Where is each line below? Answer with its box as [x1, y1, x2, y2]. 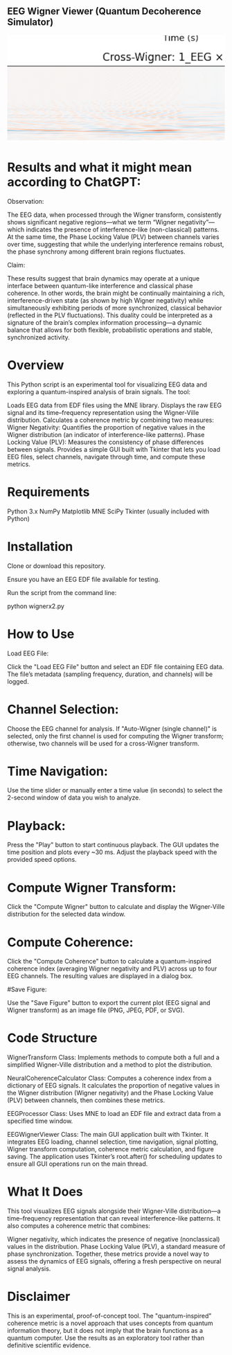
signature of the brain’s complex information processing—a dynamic [7, 318, 202, 326]
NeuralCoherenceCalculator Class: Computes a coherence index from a [7, 1074, 212, 1083]
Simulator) [7, 17, 54, 28]
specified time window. [7, 1117, 73, 1125]
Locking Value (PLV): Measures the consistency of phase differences [7, 438, 204, 446]
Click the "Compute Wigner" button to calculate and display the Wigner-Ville [7, 903, 225, 911]
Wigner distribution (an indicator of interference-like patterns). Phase [7, 430, 205, 439]
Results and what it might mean [7, 159, 193, 175]
